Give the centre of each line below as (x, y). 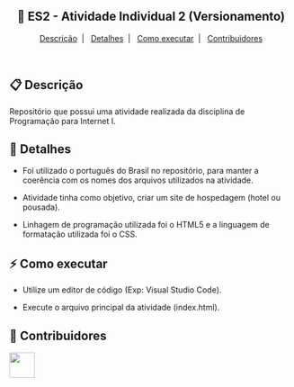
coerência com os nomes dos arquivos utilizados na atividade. (138, 180)
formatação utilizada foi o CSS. (80, 234)
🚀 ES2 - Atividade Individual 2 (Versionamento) (151, 17)
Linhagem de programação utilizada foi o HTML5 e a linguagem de (146, 225)
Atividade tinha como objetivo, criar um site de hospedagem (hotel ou (151, 198)
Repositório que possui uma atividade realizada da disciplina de (127, 111)
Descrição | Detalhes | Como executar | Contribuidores (151, 38)
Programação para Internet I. (63, 121)
